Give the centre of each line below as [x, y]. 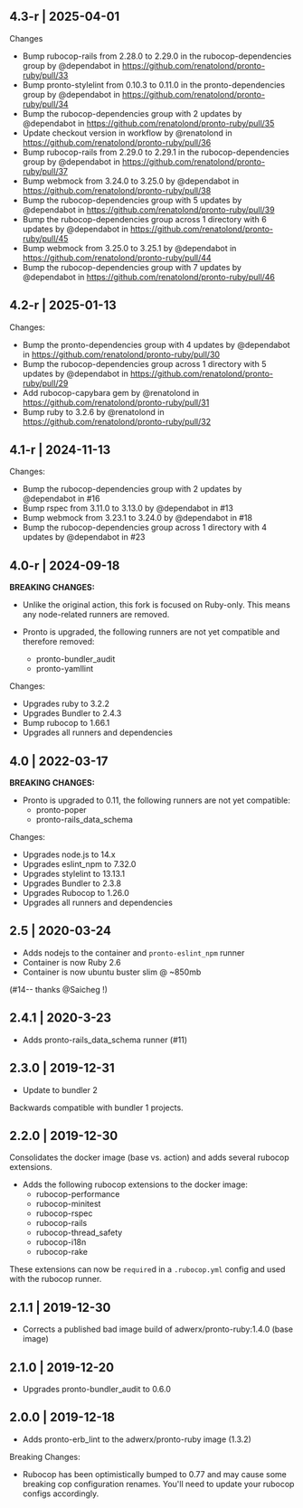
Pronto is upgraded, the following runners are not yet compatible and [151, 632]
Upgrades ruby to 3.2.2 [66, 704]
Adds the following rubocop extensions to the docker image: [135, 1184]
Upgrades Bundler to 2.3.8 [72, 883]
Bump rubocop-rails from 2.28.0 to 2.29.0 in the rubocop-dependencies [157, 56]
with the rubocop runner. [56, 1279]
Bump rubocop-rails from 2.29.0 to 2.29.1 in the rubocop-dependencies [156, 152]
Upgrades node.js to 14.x [69, 854]
